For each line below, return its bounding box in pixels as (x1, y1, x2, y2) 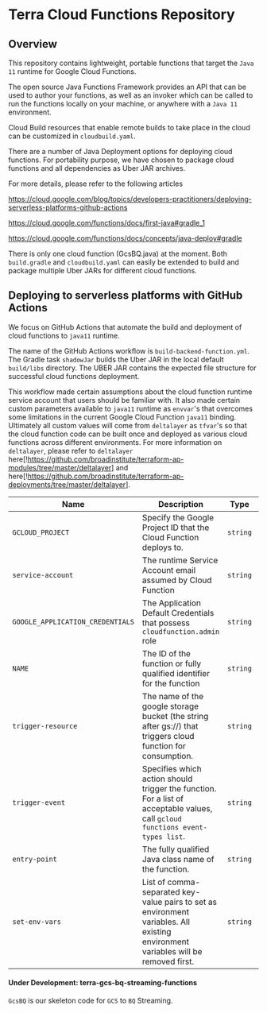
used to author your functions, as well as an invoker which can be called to (8, 91, 253, 100)
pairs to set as (164, 896, 217, 907)
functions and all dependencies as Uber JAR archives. (8, 164, 186, 172)
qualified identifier (141, 667, 211, 679)
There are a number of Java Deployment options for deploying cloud (8, 147, 233, 156)
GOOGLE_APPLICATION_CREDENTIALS (12, 617, 135, 626)
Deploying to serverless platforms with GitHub (8, 288, 243, 303)
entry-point (12, 854, 58, 864)
